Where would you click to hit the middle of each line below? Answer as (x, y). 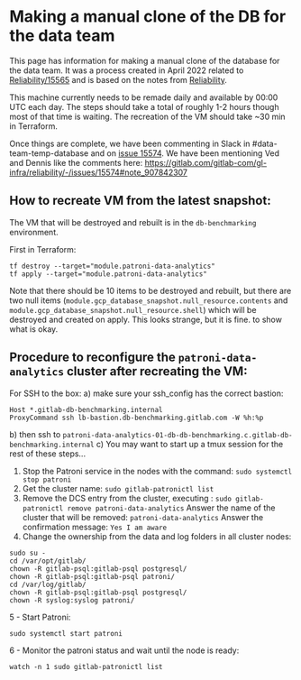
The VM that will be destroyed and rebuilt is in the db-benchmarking (133, 222)
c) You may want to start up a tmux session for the (190, 444)
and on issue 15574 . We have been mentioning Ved (185, 153)
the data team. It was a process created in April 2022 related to (127, 70)
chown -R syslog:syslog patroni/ (72, 600)
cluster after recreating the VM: (157, 372)
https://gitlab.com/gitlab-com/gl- (206, 162)
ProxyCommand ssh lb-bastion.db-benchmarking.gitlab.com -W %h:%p (137, 418)
